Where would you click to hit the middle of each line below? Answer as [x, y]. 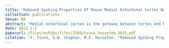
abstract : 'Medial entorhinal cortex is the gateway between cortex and [83, 24]
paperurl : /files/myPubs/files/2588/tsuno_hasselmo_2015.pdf [71, 33]
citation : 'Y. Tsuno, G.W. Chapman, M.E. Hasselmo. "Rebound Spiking [80, 38]
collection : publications [32, 14]
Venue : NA [16, 19]
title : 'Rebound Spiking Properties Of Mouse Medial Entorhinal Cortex [82, 10]
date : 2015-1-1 [21, 28]
